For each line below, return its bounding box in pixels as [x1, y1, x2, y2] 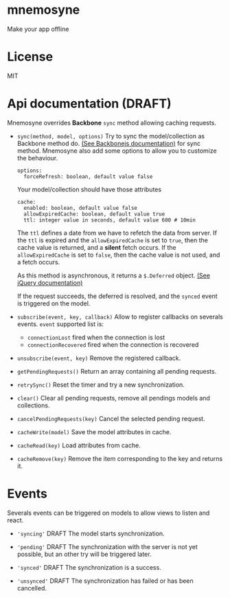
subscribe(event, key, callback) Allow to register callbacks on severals [16, 312, 223, 321]
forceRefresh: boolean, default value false [23, 173, 153, 180]
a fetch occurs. [16, 257, 60, 266]
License [7, 49, 54, 65]
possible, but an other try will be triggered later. [16, 550, 152, 558]
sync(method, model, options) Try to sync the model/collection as [16, 131, 205, 140]
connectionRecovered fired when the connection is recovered [27, 340, 199, 349]
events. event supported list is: [16, 319, 104, 328]
